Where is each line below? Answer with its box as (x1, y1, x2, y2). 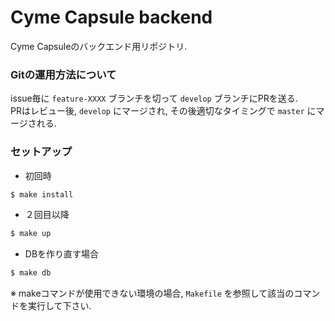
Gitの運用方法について (10, 67, 117, 81)
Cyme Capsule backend (10, 6, 213, 29)
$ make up (10, 229, 52, 239)
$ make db (10, 268, 52, 278)
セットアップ (10, 145, 73, 159)
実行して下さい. (27, 300, 92, 312)
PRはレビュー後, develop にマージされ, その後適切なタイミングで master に (10, 105, 317, 117)
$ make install (10, 189, 74, 200)
